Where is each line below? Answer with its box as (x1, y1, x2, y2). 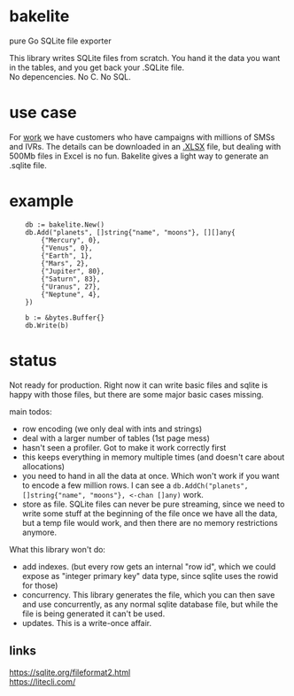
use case (9, 103, 77, 123)
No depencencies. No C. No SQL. (9, 71, 131, 81)
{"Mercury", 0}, (41, 236, 101, 244)
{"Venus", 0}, (41, 244, 93, 252)
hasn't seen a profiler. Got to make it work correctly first (21, 442, 227, 452)
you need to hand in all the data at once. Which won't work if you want (21, 470, 280, 481)
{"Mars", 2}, (41, 259, 89, 267)
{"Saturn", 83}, (41, 275, 101, 283)
